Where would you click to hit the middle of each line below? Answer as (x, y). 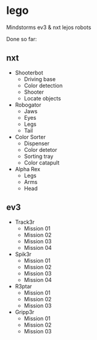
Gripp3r (25, 312)
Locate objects (42, 98)
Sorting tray (39, 156)
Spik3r (23, 254)
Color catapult (42, 162)
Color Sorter (30, 137)
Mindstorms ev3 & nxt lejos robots (49, 27)
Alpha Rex (27, 169)
